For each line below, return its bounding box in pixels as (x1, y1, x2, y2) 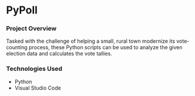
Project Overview (6, 25, 57, 33)
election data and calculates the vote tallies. (6, 50, 113, 57)
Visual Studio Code (14, 84, 62, 91)
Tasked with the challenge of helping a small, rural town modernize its (6, 37, 175, 44)
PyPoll (6, 4, 38, 17)
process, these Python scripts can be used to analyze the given (28, 44, 183, 51)
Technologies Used (6, 65, 63, 73)
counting (6, 44, 28, 51)
